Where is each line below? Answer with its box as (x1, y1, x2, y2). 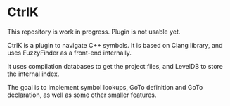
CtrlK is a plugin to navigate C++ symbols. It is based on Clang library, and (7, 41, 223, 49)
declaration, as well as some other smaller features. (7, 91, 157, 99)
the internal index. (7, 69, 60, 78)
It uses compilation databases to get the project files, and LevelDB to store (7, 62, 224, 70)
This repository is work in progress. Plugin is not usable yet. (7, 27, 181, 36)
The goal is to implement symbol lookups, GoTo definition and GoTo (7, 83, 203, 91)
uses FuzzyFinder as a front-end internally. (7, 48, 132, 57)
